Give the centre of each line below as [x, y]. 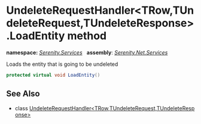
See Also [23, 94]
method [87, 36]
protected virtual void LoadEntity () [53, 75]
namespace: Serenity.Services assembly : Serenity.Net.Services [87, 52]
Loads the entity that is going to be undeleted [62, 64]
